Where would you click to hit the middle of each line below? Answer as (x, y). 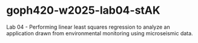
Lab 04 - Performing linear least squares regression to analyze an (88, 27)
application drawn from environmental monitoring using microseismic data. (100, 33)
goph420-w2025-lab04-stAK (83, 10)
